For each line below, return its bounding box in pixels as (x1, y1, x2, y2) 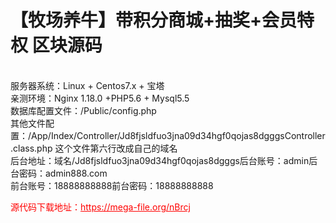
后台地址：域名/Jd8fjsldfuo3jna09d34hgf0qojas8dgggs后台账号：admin (10, 154, 310, 166)
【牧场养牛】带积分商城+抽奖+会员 (10, 9, 298, 32)
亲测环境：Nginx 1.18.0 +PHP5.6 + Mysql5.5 (10, 92, 190, 104)
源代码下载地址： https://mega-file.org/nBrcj (10, 201, 191, 213)
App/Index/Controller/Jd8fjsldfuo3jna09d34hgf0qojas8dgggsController (31, 129, 326, 141)
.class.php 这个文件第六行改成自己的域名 (10, 142, 178, 154)
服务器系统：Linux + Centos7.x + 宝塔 (10, 79, 165, 91)
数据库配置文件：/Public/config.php (10, 104, 157, 116)
